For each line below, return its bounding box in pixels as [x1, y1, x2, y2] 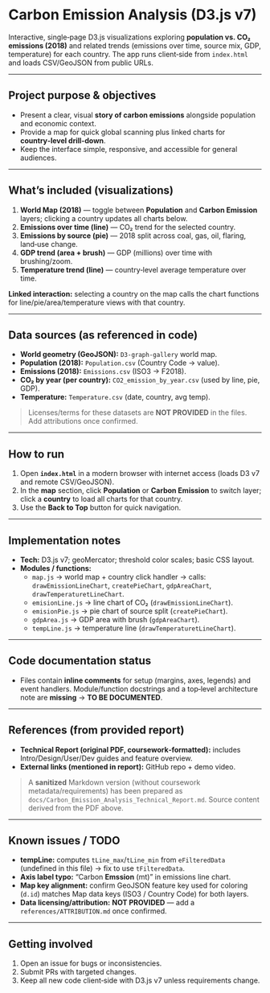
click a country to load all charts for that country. [19, 494, 183, 504]
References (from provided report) [8, 724, 185, 737]
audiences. [19, 153, 57, 162]
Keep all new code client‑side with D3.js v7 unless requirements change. [19, 975, 260, 986]
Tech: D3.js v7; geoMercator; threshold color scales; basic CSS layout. [19, 555, 255, 564]
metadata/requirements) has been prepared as [27, 786, 183, 795]
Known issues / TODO [8, 834, 121, 847]
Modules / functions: [19, 564, 92, 572]
